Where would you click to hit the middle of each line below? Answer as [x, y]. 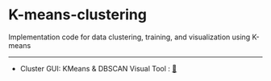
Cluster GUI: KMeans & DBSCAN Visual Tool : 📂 [98, 68]
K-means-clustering [78, 15]
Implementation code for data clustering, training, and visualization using [129, 37]
